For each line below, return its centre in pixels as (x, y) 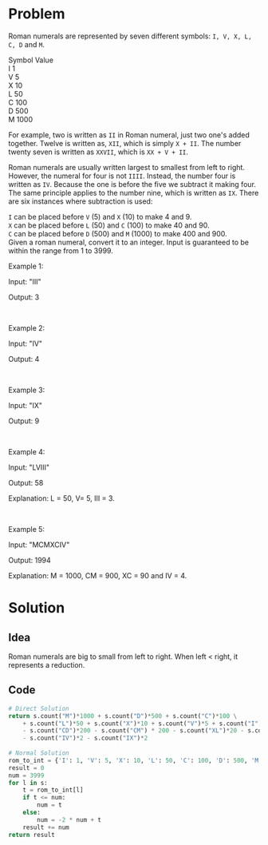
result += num (46, 827)
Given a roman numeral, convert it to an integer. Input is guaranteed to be (129, 242)
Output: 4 (24, 359)
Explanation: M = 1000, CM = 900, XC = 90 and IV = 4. (98, 575)
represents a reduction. (47, 664)
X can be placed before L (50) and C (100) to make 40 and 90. (109, 225)
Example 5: (27, 529)
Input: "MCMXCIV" (39, 545)
